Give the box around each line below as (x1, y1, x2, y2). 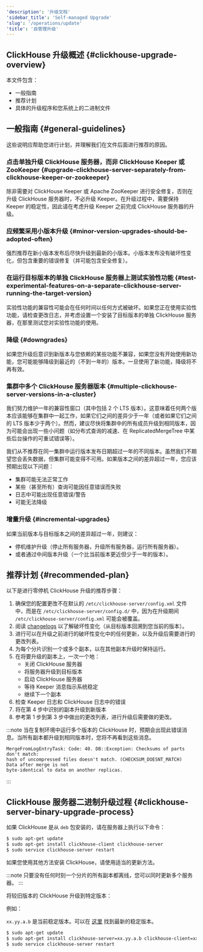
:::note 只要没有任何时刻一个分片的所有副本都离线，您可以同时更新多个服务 (6, 871, 193, 879)
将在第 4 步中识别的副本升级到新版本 (14, 706, 107, 713)
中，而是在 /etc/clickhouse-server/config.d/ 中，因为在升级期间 (14, 607, 179, 615)
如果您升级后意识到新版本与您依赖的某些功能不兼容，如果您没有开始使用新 (6, 351, 192, 358)
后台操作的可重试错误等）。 (11, 435, 78, 442)
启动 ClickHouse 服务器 (24, 676, 83, 683)
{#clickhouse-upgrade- (86, 50, 177, 60)
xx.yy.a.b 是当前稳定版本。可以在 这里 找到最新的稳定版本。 (6, 917, 157, 925)
